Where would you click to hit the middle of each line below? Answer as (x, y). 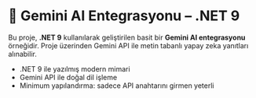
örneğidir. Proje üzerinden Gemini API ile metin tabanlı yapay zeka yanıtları (128, 45)
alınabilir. (22, 54)
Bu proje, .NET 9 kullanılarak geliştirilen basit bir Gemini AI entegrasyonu (127, 37)
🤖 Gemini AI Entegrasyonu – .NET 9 (124, 16)
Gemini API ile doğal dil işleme (68, 77)
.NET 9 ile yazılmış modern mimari (75, 68)
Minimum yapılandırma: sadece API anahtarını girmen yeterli (117, 86)
